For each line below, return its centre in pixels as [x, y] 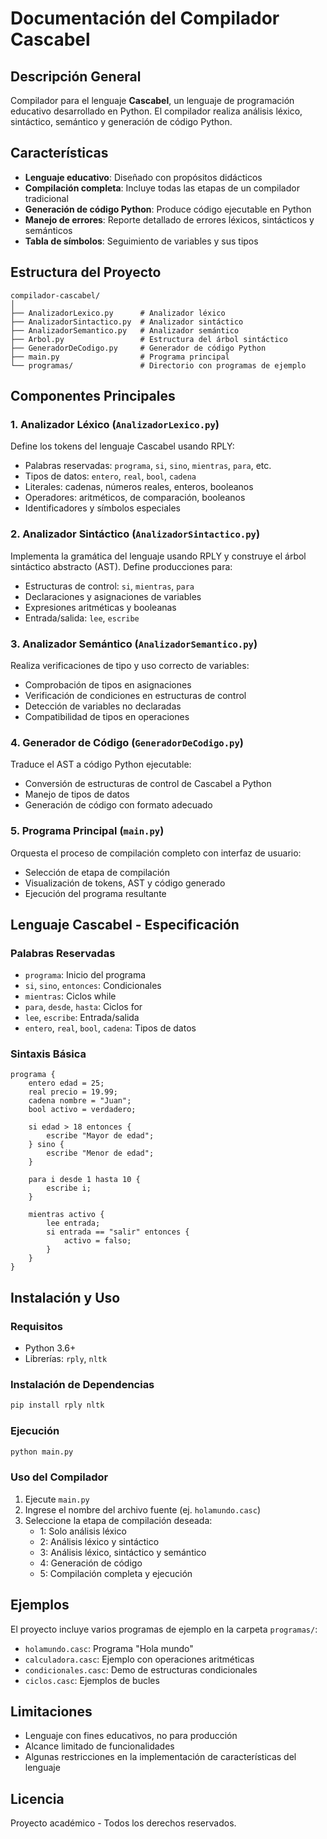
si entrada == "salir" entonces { [118, 1232]
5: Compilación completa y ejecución [116, 1573]
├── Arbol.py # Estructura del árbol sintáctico [149, 339]
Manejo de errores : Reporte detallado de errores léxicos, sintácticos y [169, 219]
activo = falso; [97, 1241]
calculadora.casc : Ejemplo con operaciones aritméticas [139, 1659]
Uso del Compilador [59, 1477]
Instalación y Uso [65, 1297]
